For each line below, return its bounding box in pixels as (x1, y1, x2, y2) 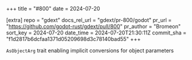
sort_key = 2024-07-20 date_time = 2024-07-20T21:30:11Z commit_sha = (6, 29, 187, 36)
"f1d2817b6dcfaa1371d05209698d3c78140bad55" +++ (6, 36, 141, 42)
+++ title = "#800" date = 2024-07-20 (6, 5, 100, 12)
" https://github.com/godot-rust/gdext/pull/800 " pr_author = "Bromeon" (6, 23, 181, 30)
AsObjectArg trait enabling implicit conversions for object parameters (6, 47, 174, 54)
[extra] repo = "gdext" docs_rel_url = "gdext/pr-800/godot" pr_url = (6, 17, 172, 23)
